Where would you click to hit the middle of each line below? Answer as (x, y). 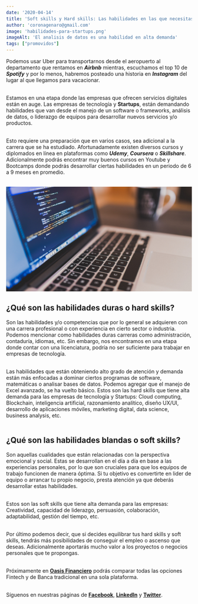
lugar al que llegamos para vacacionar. (53, 80)
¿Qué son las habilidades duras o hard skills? (90, 308)
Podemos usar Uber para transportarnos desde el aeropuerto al (83, 61)
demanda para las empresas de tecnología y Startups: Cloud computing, (94, 396)
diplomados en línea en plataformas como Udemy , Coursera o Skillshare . (96, 153)
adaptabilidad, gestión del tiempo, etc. (52, 516)
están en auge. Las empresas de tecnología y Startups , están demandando (98, 104)
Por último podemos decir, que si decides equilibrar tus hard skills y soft (94, 534)
